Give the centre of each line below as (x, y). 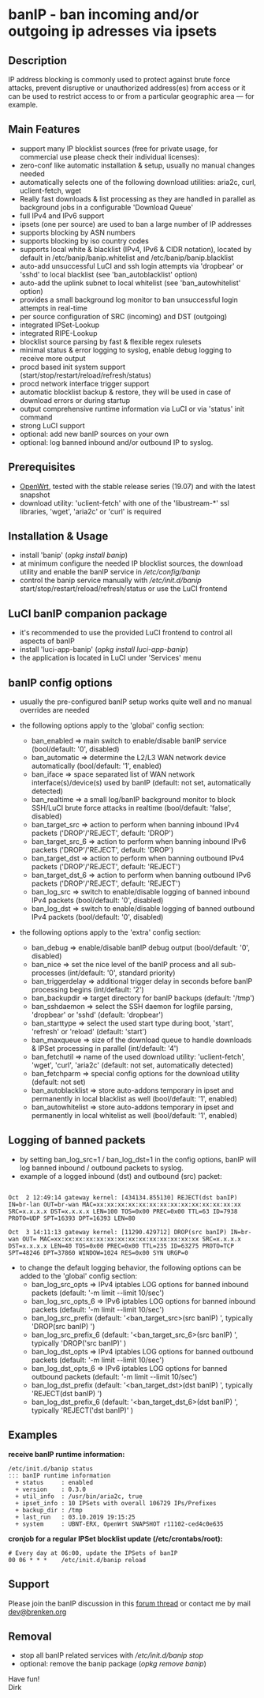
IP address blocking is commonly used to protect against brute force (119, 79)
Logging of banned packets (77, 1141)
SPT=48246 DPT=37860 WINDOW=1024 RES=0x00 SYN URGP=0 (99, 1253)
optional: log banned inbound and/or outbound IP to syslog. (116, 442)
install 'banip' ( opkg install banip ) (74, 555)
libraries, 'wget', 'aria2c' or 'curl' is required (90, 511)
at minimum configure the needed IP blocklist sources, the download (131, 563)
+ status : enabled (54, 1482)
